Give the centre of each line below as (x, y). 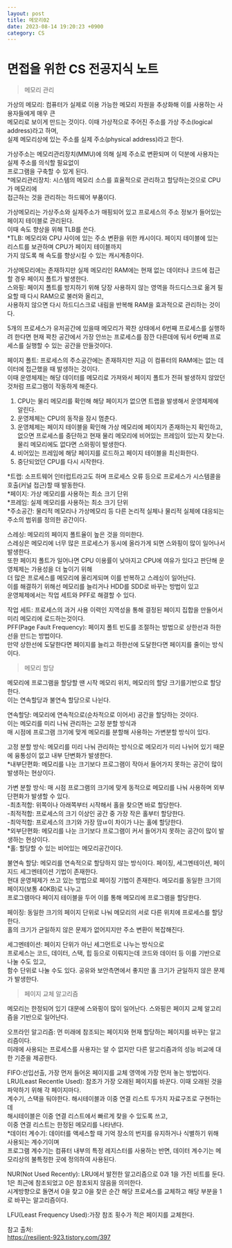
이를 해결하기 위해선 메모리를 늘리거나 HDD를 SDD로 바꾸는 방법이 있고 (103, 587)
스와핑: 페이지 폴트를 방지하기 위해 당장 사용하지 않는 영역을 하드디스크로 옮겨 (111, 288)
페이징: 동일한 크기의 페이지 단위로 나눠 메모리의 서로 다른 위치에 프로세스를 (109, 912)
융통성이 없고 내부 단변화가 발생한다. (63, 756)
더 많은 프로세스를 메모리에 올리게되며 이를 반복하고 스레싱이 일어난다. (101, 578)
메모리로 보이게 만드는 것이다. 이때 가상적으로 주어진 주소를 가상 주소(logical (110, 122)
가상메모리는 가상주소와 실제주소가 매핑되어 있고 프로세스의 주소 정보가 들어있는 (115, 212)
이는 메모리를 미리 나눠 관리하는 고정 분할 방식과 (72, 723)
